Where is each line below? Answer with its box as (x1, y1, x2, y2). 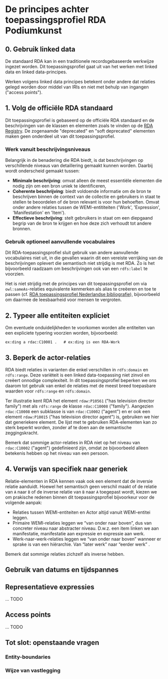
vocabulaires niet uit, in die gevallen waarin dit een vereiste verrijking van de (5, 255, 163, 261)
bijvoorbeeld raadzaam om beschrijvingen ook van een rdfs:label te (5, 265, 148, 272)
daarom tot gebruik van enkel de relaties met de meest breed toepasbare (5, 383, 156, 389)
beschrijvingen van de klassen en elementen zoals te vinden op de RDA (5, 122, 153, 129)
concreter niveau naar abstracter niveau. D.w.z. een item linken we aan (12, 525, 159, 531)
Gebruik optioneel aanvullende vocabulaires (5, 238, 115, 245)
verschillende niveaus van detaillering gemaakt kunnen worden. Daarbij (5, 162, 153, 169)
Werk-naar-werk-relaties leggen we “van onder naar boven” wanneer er (12, 536, 161, 542)
